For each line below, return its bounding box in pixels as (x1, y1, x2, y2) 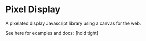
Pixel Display (5, 4, 61, 15)
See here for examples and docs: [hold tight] (5, 30, 99, 36)
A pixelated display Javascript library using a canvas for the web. (5, 20, 141, 26)
